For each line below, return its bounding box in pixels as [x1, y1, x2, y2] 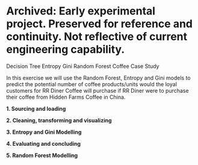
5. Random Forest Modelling [6, 152, 78, 159]
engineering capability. [6, 43, 125, 57]
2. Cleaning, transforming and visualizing [6, 116, 113, 124]
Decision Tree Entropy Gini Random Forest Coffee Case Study [6, 62, 159, 70]
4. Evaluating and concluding [6, 140, 81, 147]
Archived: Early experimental [6, 4, 155, 18]
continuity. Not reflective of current [6, 30, 188, 43]
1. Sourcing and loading [6, 105, 66, 112]
